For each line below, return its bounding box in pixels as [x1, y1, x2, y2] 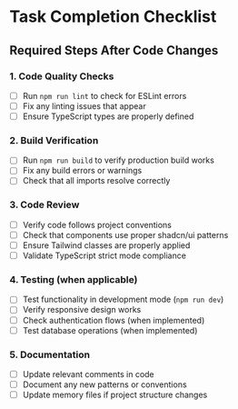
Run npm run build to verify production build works [22, 155, 215, 165]
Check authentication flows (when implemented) [22, 314, 205, 325]
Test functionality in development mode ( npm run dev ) [22, 294, 224, 305]
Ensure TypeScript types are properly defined [22, 111, 194, 122]
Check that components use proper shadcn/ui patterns [22, 229, 229, 240]
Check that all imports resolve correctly [22, 175, 171, 186]
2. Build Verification [9, 134, 99, 146]
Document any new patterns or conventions [22, 379, 188, 390]
